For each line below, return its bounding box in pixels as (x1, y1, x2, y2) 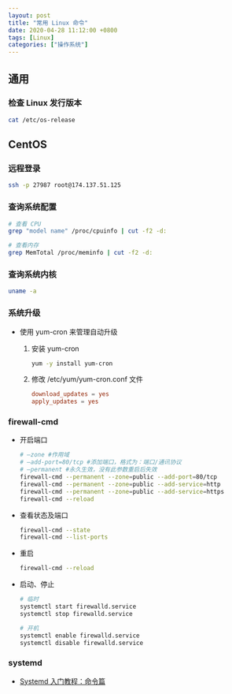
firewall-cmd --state (19, 526, 90, 534)
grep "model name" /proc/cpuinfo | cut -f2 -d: (8, 227, 168, 235)
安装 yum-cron (31, 344, 80, 353)
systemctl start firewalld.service (19, 603, 137, 611)
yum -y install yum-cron (31, 360, 113, 368)
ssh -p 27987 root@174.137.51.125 (8, 181, 122, 189)
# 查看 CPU (8, 220, 42, 228)
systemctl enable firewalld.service (19, 632, 140, 640)
